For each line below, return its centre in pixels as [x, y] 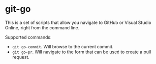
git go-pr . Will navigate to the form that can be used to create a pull [81, 52]
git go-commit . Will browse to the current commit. [63, 46]
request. [21, 57]
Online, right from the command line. [42, 27]
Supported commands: [28, 37]
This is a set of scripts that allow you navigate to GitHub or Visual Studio [78, 22]
